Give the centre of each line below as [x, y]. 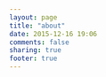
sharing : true [36, 50]
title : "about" [37, 26]
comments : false [39, 42]
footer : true [33, 58]
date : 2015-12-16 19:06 [53, 34]
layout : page [33, 17]
